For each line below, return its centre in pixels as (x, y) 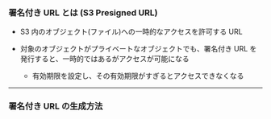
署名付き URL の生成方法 (56, 106)
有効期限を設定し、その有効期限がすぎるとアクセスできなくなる (138, 76)
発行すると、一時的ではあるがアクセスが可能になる (104, 59)
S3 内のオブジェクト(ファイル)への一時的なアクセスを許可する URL (131, 32)
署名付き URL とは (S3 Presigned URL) (83, 12)
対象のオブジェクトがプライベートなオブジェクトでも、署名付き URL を (138, 49)
